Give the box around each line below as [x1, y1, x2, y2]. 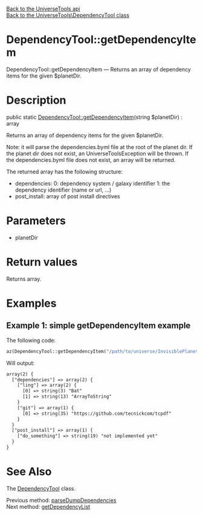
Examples [6, 297, 57, 310]
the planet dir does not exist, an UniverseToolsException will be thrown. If [6, 150, 189, 157]
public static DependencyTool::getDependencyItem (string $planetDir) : [6, 113, 182, 121]
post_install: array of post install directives [14, 192, 120, 199]
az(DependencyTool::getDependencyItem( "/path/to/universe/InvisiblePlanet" [6, 348, 201, 354]
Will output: [6, 359, 35, 366]
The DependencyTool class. [6, 484, 76, 492]
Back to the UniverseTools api [6, 5, 80, 12]
